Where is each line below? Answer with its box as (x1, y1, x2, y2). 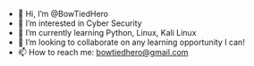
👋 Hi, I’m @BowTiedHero (17, 9, 109, 19)
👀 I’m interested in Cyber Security (17, 18, 142, 29)
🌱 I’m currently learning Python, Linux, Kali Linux (17, 28, 197, 37)
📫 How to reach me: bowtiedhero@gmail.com (17, 47, 189, 57)
